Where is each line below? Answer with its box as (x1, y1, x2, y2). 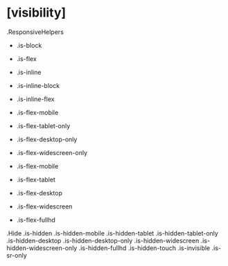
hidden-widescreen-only (6, 244, 78, 252)
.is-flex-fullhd (16, 215, 56, 224)
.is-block (16, 41, 42, 49)
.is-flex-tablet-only (16, 121, 71, 130)
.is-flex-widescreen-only (16, 148, 88, 157)
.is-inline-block (16, 81, 60, 89)
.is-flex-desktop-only (16, 135, 78, 143)
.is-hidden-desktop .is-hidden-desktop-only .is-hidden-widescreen (6, 236, 200, 245)
